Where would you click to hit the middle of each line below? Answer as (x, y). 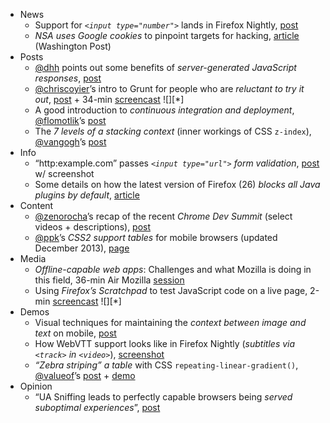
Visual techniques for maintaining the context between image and (170, 322)
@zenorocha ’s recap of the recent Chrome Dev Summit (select (163, 216)
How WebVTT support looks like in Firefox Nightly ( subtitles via (165, 343)
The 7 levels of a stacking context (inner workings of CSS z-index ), (173, 131)
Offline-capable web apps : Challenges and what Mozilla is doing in (173, 269)
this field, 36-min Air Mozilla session (109, 280)
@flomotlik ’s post (70, 120)
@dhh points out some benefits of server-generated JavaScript (165, 67)
